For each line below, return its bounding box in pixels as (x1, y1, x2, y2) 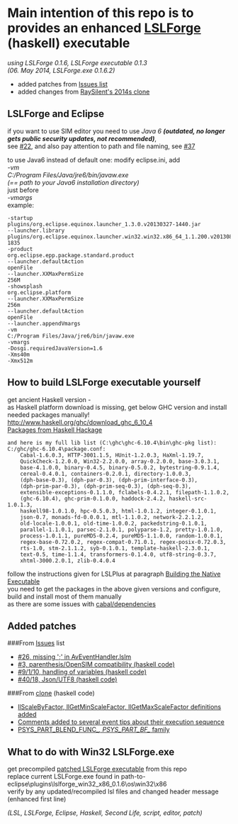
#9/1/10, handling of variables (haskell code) (17, 668, 147, 677)
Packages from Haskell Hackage (7, 425, 103, 434)
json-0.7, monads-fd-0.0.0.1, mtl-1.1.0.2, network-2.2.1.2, (20, 513, 204, 520)
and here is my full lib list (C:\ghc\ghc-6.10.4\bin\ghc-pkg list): (7, 439, 217, 446)
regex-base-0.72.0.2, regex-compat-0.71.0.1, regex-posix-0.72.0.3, (20, 538, 227, 545)
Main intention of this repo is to (7, 5, 194, 21)
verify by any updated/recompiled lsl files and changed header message (7, 787, 219, 796)
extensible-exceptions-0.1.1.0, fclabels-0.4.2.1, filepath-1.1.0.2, (20, 489, 230, 496)
